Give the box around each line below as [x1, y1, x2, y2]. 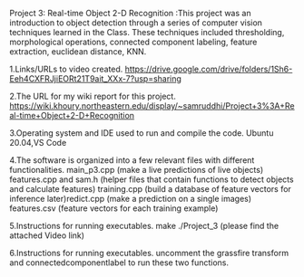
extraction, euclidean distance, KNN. [9, 46, 147, 57]
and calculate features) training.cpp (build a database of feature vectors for [9, 184, 292, 194]
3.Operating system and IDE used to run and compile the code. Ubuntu [9, 128, 274, 138]
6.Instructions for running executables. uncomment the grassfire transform [9, 248, 289, 258]
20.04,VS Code [9, 138, 67, 148]
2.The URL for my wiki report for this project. [9, 91, 177, 101]
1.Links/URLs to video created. [9, 63, 123, 74]
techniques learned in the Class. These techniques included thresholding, [9, 27, 285, 37]
